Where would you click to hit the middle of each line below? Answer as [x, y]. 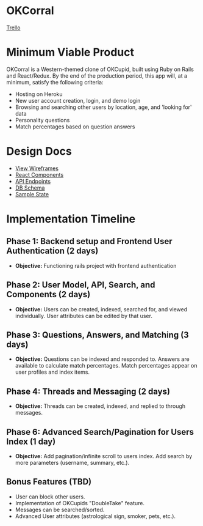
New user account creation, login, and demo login [78, 100]
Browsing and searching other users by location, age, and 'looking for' [103, 107]
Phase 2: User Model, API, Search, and [81, 285]
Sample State [32, 194]
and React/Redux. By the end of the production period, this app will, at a [97, 76]
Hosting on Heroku [39, 94]
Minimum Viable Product [70, 52]
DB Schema [30, 188]
